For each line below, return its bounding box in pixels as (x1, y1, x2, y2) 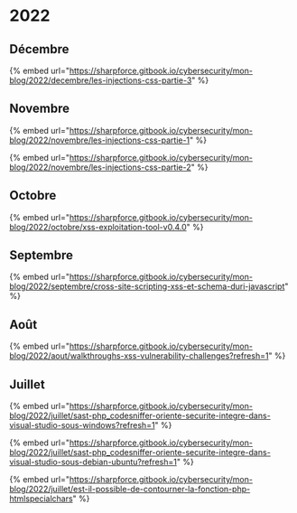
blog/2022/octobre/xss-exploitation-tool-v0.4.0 (9, 221, 187, 232)
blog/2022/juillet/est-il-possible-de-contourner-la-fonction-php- (9, 484, 251, 495)
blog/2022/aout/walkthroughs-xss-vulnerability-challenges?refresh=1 (9, 350, 269, 361)
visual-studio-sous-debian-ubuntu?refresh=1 (9, 457, 178, 468)
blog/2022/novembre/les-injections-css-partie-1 (9, 135, 190, 145)
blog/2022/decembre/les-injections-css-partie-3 (9, 75, 192, 86)
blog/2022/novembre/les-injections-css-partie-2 (9, 162, 191, 173)
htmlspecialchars (9, 493, 74, 504)
